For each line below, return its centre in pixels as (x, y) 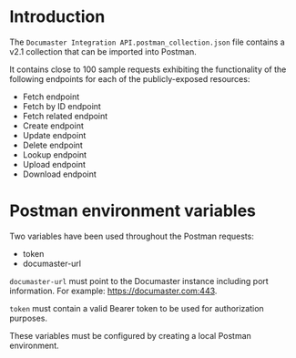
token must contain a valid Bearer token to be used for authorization (137, 308)
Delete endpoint (53, 145)
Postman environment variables (133, 211)
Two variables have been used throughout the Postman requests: (132, 236)
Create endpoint (53, 126)
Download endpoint (60, 174)
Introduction (57, 17)
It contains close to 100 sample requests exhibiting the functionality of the (148, 69)
